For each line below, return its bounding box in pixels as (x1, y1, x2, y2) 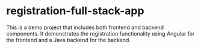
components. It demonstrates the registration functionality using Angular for (6, 30, 195, 37)
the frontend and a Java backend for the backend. (6, 36, 131, 43)
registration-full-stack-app (6, 4, 144, 18)
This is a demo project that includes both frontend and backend (6, 24, 164, 31)
